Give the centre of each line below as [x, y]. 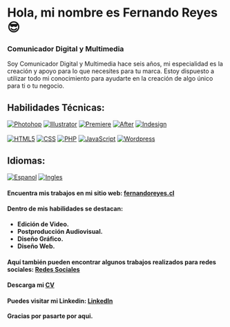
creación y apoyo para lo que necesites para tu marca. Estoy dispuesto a [111, 71]
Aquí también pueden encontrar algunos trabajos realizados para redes [112, 262]
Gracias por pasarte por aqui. [50, 316]
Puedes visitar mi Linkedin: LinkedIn [60, 301]
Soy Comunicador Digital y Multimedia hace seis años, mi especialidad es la [115, 64]
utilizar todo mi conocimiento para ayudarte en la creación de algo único [110, 79]
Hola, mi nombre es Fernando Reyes [113, 13]
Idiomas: [26, 160]
